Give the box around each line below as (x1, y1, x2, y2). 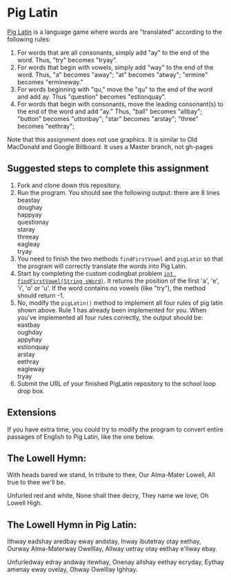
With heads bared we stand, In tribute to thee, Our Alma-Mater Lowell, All (7, 471, 216, 479)
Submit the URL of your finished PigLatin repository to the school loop (17, 379, 216, 388)
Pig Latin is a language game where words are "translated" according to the (7, 28, 223, 36)
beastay (17, 196, 41, 204)
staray (17, 225, 36, 233)
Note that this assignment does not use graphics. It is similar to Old (7, 135, 198, 143)
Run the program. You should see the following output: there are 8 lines (17, 188, 220, 196)
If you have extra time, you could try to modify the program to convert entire (7, 425, 224, 433)
